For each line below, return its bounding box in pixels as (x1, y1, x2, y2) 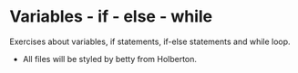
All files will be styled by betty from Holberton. (22, 53, 198, 64)
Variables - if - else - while (9, 6, 213, 27)
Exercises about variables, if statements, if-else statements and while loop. (9, 36, 291, 47)
